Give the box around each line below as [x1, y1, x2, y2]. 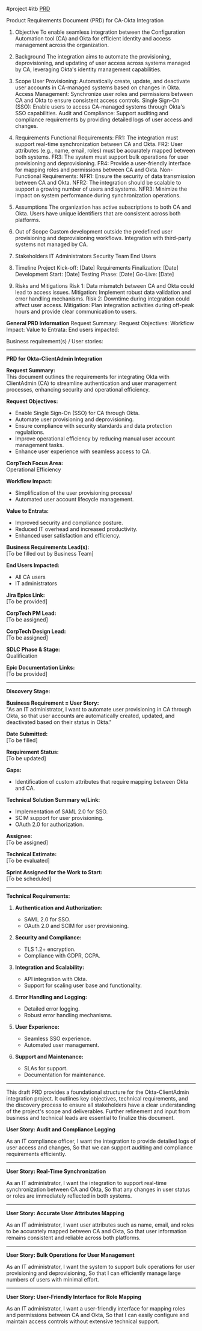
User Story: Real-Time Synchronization [6, 1167, 106, 1175]
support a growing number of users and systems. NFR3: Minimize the [14, 185, 188, 192]
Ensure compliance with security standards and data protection [14, 422, 173, 429]
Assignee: [6, 833, 32, 839]
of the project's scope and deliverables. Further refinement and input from [6, 1108, 191, 1115]
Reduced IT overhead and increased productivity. [14, 526, 138, 533]
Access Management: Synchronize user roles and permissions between [14, 91, 194, 97]
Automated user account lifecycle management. [14, 496, 134, 503]
